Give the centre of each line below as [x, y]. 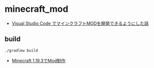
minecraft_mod [37, 9]
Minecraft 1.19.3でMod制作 [39, 61]
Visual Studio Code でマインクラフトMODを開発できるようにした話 [80, 23]
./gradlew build [21, 50]
